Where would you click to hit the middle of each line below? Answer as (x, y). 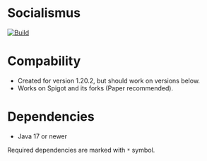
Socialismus (44, 13)
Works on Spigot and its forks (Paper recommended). (95, 88)
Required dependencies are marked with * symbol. (81, 150)
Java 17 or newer (42, 136)
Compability (44, 61)
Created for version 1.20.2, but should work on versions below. (108, 80)
